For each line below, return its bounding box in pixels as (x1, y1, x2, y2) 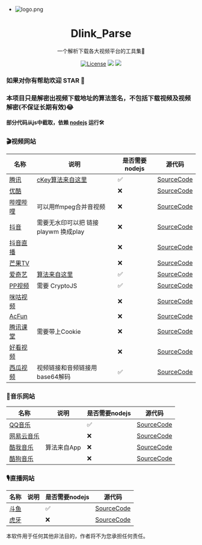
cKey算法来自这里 (37, 175, 87, 183)
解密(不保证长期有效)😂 (6, 103, 74, 111)
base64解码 (37, 372, 71, 381)
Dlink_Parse (70, 27, 132, 40)
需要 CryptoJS (37, 282, 78, 290)
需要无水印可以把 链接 (37, 218, 99, 227)
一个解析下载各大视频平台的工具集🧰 (57, 47, 145, 54)
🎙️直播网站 (6, 474, 35, 482)
